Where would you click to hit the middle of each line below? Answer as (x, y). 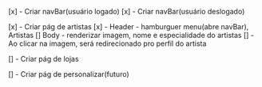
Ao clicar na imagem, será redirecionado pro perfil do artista (107, 43)
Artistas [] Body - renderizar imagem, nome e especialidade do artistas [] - (131, 35)
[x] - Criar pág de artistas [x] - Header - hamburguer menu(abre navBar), (129, 26)
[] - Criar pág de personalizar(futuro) (69, 74)
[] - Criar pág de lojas (44, 59)
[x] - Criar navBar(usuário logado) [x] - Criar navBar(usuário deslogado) (127, 11)
